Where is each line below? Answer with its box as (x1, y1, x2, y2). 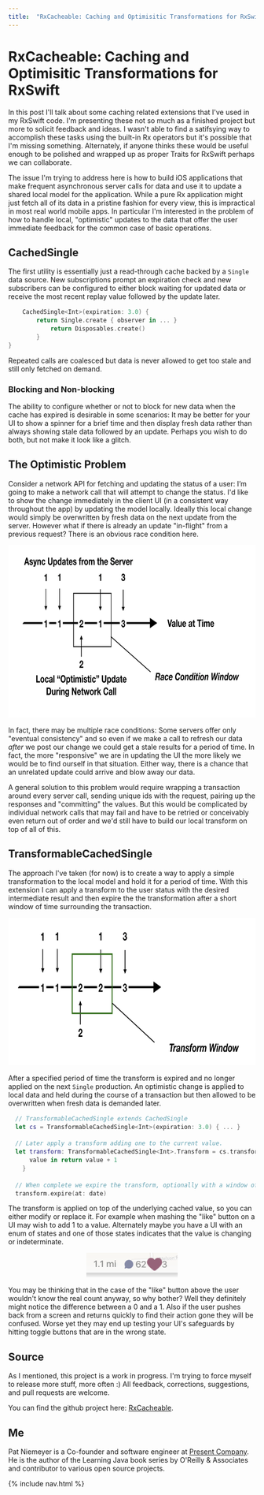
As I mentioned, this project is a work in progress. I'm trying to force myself (8, 1371, 252, 1381)
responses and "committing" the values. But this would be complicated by (8, 799, 247, 808)
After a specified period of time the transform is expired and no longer (8, 1073, 236, 1083)
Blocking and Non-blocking (8, 383, 115, 394)
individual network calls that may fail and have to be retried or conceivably (8, 807, 249, 817)
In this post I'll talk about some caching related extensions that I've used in (8, 107, 250, 117)
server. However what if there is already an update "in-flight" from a (8, 520, 229, 530)
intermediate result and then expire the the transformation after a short (8, 893, 237, 903)
